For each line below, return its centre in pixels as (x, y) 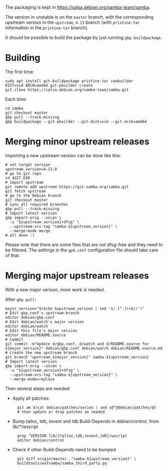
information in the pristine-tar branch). (47, 28)
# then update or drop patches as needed (61, 412)
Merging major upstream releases (77, 276)
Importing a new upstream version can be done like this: (63, 155)
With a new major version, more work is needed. (55, 290)
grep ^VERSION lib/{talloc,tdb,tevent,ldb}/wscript (72, 436)
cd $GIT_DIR (18, 178)
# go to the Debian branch (33, 195)
